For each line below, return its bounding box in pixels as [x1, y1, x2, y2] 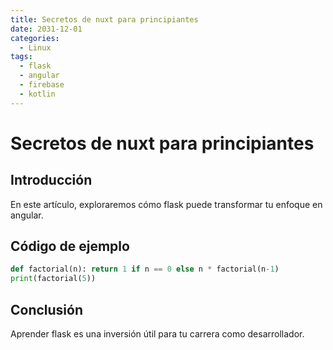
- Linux [19, 42, 52, 53]
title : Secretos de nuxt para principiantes [10, 14, 199, 25]
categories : [10, 33, 60, 43]
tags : [10, 52, 33, 62]
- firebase [19, 80, 65, 90]
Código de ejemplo [10, 238, 130, 255]
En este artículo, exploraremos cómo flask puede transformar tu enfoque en [10, 198, 323, 210]
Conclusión [10, 301, 84, 318]
